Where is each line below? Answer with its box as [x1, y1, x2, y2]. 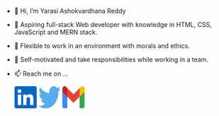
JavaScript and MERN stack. [13, 28, 98, 36]
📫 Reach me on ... [13, 69, 69, 78]
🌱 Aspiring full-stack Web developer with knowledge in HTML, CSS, [13, 21, 213, 28]
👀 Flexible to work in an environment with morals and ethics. [13, 42, 190, 50]
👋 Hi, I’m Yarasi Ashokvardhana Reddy [13, 7, 126, 15]
